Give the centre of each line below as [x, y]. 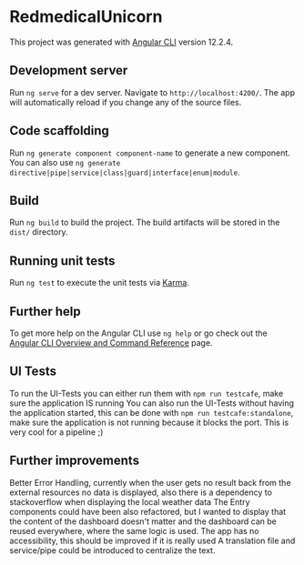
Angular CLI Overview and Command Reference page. [111, 343]
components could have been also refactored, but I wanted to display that [148, 511]
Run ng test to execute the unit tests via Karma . [99, 283]
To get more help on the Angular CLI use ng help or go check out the [138, 333]
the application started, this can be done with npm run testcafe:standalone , [152, 412]
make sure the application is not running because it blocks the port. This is [149, 422]
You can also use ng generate [65, 162]
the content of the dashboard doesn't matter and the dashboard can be [143, 521]
